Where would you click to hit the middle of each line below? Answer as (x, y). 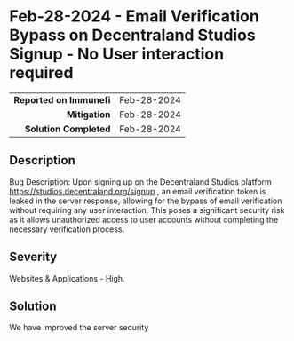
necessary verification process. (67, 229)
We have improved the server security (79, 328)
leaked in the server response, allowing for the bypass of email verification (146, 201)
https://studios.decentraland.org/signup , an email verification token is (138, 191)
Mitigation (88, 115)
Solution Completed (68, 129)
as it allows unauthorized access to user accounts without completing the (144, 219)
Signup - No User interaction (117, 54)
